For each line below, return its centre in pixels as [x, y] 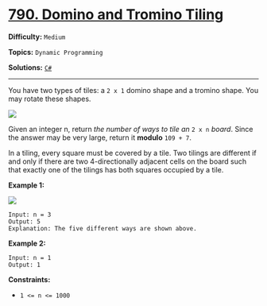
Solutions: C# [30, 67]
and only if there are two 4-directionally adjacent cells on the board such [128, 161]
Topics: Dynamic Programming [56, 52]
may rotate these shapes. [50, 99]
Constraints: [29, 279]
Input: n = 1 [30, 258]
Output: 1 [25, 265]
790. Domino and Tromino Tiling [116, 15]
